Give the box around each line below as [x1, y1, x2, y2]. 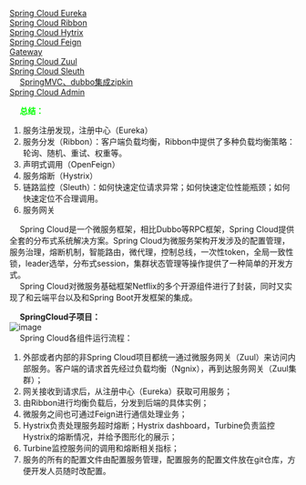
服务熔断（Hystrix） [22, 170, 98, 181]
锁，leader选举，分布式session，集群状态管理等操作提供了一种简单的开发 [9, 258, 285, 268]
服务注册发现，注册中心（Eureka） [22, 125, 153, 136]
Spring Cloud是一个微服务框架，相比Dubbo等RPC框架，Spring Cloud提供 [19, 224, 295, 235]
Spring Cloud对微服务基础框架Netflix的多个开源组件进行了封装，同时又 [19, 281, 285, 291]
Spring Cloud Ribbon [9, 17, 88, 28]
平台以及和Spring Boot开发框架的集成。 [48, 292, 198, 303]
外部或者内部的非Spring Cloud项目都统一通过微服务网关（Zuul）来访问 [22, 352, 289, 362]
